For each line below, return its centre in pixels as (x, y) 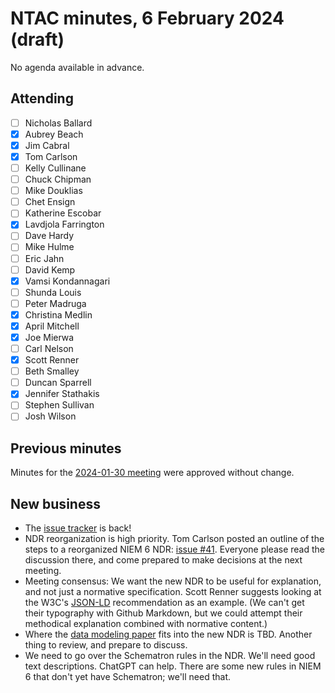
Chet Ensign (50, 202)
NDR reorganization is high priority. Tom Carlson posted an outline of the (174, 539)
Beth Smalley (52, 371)
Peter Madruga (55, 303)
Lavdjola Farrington (64, 224)
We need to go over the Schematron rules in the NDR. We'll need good (170, 656)
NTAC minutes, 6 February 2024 (147, 18)
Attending (42, 98)
